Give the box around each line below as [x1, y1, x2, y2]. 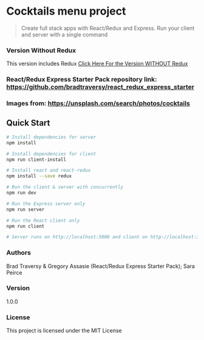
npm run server [6, 206, 45, 213]
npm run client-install [6, 157, 67, 163]
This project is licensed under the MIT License [6, 327, 123, 335]
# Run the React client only [6, 218, 80, 224]
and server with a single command [21, 30, 108, 38]
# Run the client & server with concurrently [6, 184, 123, 190]
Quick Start [6, 118, 50, 129]
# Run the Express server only [6, 200, 86, 207]
